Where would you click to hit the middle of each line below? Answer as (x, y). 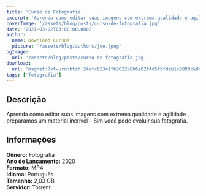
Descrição (26, 100)
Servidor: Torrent (29, 187)
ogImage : (17, 52)
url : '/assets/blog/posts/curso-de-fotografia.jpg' (79, 58)
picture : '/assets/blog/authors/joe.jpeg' (67, 47)
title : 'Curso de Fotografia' (45, 12)
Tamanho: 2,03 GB (31, 181)
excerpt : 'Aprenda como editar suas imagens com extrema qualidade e (97, 18)
